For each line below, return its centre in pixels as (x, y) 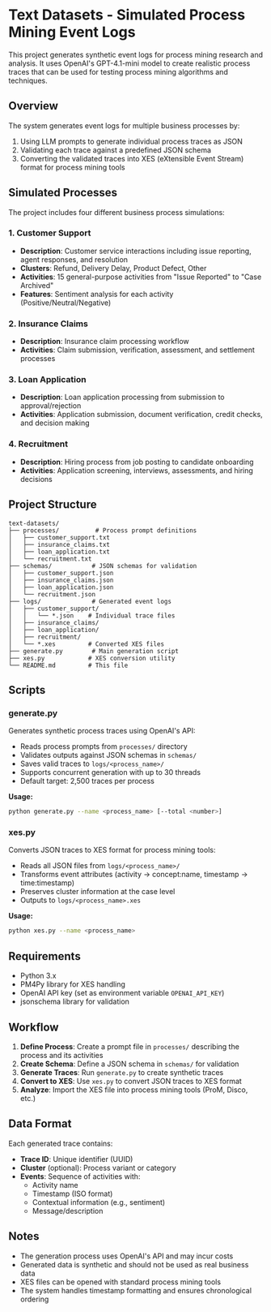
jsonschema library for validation (74, 1002)
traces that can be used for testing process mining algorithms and (118, 71)
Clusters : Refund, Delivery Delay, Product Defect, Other (113, 268)
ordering (34, 1299)
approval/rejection (51, 406)
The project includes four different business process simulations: (116, 212)
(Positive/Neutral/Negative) (66, 303)
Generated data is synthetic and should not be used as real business (134, 1264)
